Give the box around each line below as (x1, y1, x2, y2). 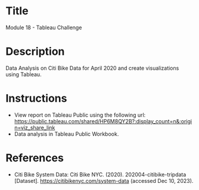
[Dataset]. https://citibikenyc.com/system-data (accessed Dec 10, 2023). (14, 177, 194, 184)
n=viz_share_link (14, 124, 55, 131)
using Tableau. (5, 70, 42, 78)
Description (5, 45, 65, 58)
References (5, 151, 64, 164)
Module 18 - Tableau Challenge (5, 24, 82, 31)
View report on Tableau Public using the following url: (14, 111, 146, 119)
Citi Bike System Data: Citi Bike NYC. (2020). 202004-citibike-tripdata (14, 171, 186, 178)
